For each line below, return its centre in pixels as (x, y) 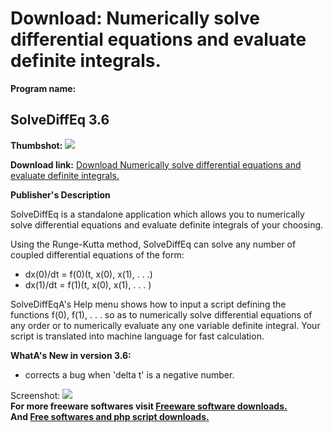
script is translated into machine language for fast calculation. (137, 336)
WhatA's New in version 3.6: (71, 355)
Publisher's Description (60, 194)
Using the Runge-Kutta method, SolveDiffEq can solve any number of (153, 244)
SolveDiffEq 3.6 (60, 120)
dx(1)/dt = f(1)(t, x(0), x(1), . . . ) (88, 284)
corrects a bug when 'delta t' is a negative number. (129, 374)
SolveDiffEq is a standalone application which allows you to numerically (157, 214)
